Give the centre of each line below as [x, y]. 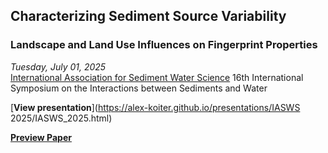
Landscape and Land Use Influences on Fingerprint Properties [164, 45]
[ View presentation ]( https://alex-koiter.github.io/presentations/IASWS [155, 107]
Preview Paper [41, 137]
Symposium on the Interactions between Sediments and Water [139, 88]
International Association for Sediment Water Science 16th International [157, 77]
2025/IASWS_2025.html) [61, 118]
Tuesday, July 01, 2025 [58, 66]
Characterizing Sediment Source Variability [148, 16]
